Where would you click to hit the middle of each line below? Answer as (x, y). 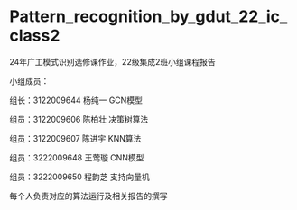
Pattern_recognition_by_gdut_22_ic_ (148, 17)
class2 (35, 36)
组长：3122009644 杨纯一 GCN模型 (76, 100)
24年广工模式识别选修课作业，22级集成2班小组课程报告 (112, 61)
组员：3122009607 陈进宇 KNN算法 (75, 138)
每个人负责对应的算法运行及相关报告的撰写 (88, 196)
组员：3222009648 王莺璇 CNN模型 (77, 157)
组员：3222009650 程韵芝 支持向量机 (80, 177)
